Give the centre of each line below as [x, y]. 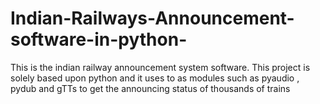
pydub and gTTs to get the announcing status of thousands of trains [150, 88]
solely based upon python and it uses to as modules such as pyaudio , [155, 78]
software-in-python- [99, 39]
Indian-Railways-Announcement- [152, 18]
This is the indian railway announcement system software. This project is [160, 67]
